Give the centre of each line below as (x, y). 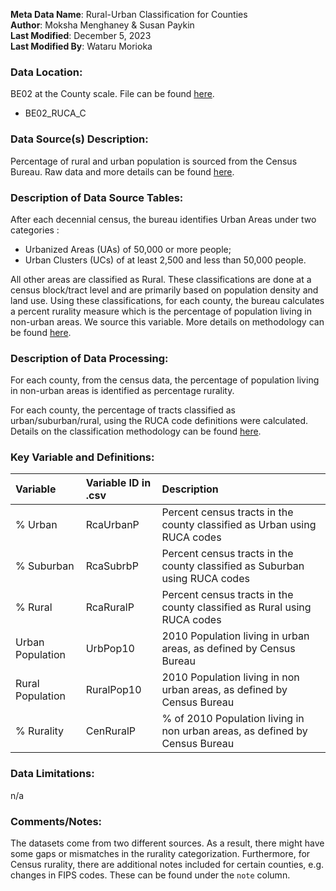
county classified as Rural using (236, 607)
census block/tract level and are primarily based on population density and (164, 290)
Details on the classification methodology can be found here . (136, 431)
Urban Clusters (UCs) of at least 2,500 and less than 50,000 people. (165, 260)
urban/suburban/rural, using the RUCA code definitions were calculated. (159, 421)
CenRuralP (111, 731)
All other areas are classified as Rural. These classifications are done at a (161, 279)
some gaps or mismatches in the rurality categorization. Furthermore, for (160, 854)
